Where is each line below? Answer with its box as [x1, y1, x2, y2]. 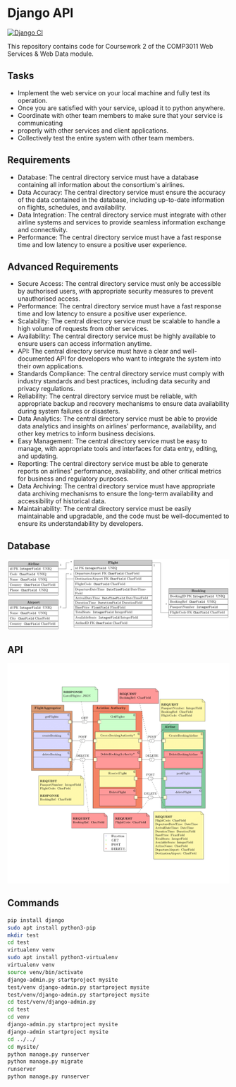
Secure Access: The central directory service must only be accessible [17, 280, 221, 288]
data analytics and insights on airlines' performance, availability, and [17, 422, 217, 431]
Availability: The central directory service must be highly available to [17, 332, 216, 340]
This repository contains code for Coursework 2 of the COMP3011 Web [7, 42, 213, 50]
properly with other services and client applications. [17, 126, 169, 135]
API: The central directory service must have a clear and [17, 347, 182, 356]
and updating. [17, 452, 58, 460]
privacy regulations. [17, 385, 75, 393]
